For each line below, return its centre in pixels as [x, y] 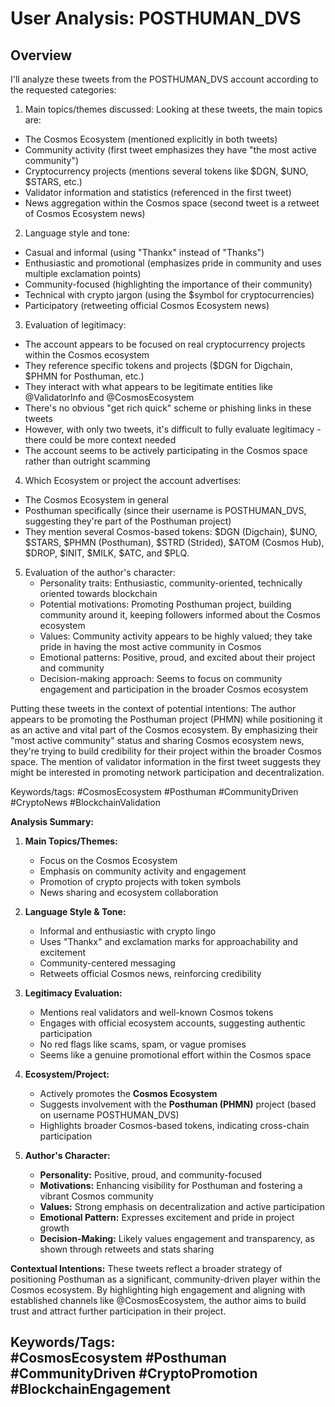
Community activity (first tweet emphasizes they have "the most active [170, 150]
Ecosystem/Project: [67, 1074]
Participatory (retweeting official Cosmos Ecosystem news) [147, 305]
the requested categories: [63, 90]
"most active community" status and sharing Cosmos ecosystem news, [157, 740]
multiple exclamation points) [83, 273]
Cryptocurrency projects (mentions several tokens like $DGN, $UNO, [166, 171]
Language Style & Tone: [75, 911]
